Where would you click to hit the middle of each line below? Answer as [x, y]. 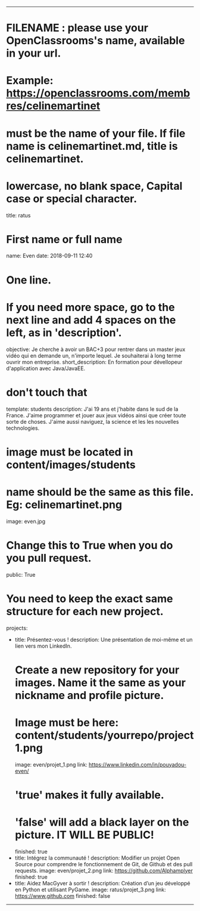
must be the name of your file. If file [96, 133]
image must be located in [70, 452]
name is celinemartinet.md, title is [92, 146]
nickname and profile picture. [89, 695]
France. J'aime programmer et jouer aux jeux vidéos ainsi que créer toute [96, 415]
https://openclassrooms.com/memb [98, 93]
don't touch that [47, 392]
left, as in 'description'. [64, 333]
